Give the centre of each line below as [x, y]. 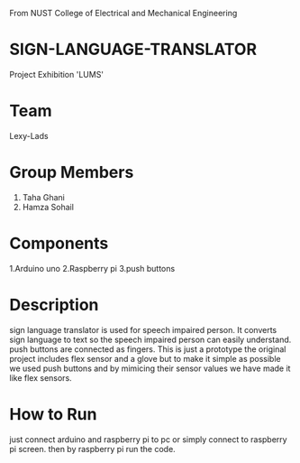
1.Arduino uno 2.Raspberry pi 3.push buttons [92, 268]
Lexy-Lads [29, 135]
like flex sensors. [41, 377]
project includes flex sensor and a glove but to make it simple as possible [145, 358]
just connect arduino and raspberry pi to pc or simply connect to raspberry [148, 439]
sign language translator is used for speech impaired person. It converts [143, 329]
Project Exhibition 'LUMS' [57, 74]
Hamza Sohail [48, 207]
